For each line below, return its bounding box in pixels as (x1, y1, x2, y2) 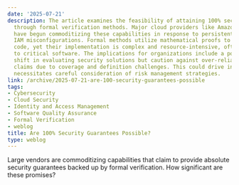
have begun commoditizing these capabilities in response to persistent (14, 30, 234, 38)
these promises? (7, 171, 56, 179)
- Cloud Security (7, 97, 59, 104)
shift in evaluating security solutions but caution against (14, 57, 199, 64)
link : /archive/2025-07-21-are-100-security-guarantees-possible (7, 76, 205, 84)
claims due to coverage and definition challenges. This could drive (14, 63, 224, 70)
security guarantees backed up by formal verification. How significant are (7, 163, 223, 171)
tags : (7, 83, 23, 90)
